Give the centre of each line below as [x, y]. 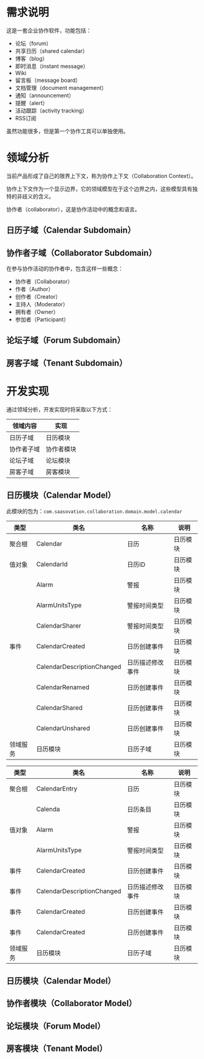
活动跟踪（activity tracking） [51, 111]
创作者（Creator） [38, 297]
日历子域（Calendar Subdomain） [71, 231]
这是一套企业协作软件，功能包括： [49, 30]
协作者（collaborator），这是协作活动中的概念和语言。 [73, 209]
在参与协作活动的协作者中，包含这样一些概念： [65, 269]
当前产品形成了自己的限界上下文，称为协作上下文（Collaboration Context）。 [101, 176]
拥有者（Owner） [37, 312]
